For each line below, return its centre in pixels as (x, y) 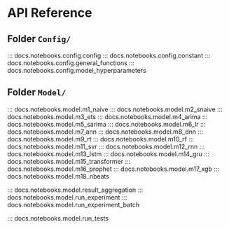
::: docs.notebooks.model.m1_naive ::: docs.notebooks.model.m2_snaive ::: (115, 109)
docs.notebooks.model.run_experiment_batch (74, 204)
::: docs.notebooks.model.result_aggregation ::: (75, 190)
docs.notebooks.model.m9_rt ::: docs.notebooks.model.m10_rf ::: (101, 139)
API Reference (50, 13)
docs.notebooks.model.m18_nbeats (58, 176)
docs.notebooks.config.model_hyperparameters (77, 70)
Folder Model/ (37, 92)
